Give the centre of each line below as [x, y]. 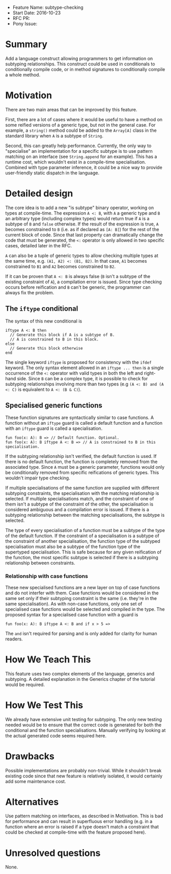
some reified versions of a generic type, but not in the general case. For [81, 125]
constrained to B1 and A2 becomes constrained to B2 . [61, 266]
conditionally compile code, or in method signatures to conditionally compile [85, 69]
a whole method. [23, 75]
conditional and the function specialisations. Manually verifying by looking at [85, 730]
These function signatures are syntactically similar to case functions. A [80, 418]
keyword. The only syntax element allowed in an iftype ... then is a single [84, 367]
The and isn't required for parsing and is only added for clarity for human [81, 633]
